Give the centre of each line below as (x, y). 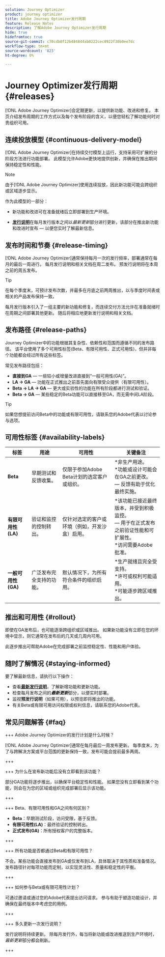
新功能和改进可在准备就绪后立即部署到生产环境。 (62, 212)
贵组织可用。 (18, 123)
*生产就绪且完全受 (136, 562)
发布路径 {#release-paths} (46, 330)
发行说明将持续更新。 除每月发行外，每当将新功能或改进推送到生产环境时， (81, 934)
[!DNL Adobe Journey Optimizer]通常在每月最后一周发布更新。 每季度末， (80, 745)
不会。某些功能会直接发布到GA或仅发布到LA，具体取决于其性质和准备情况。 (82, 861)
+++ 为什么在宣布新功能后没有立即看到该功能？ (53, 771)
